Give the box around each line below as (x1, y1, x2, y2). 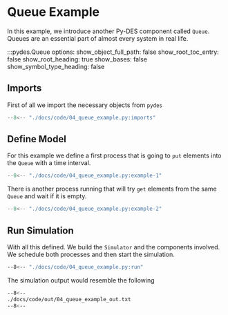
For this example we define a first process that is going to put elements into (7, 151, 222, 160)
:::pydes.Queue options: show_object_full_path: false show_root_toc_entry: (7, 48, 219, 56)
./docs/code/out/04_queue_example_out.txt (7, 296, 131, 303)
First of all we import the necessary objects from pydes (7, 101, 163, 109)
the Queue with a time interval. (7, 159, 91, 167)
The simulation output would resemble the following (7, 276, 155, 284)
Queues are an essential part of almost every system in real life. (7, 34, 189, 42)
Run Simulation (7, 225, 74, 236)
